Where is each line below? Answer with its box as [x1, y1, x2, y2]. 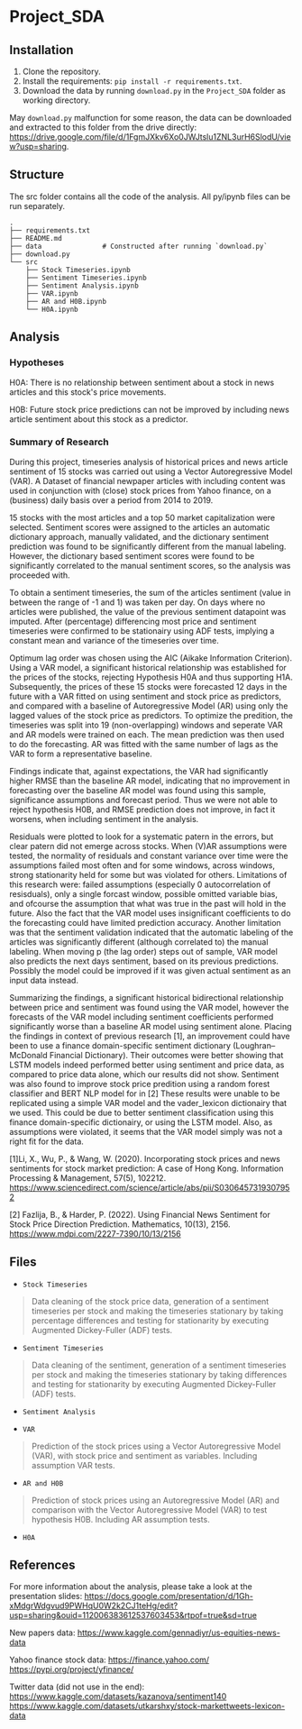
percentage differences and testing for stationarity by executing [31, 1314, 269, 1326]
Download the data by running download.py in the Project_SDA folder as [22, 86, 286, 96]
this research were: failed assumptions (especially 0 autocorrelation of [9, 879, 271, 890]
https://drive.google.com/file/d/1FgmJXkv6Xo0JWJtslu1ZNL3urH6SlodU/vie [9, 132, 291, 142]
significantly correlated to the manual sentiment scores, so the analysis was [9, 560, 291, 571]
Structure [9, 167, 65, 182]
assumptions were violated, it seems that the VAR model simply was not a [9, 1126, 283, 1137]
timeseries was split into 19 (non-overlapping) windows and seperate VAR [9, 719, 284, 730]
